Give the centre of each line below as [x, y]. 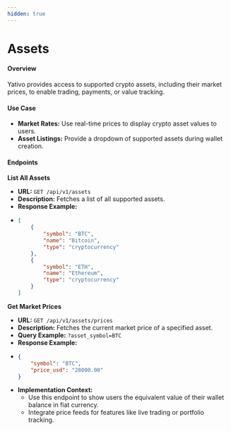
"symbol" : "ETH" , [69, 267]
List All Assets [29, 178]
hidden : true [26, 14]
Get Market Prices [35, 306]
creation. [30, 146]
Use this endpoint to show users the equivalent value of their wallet [126, 397]
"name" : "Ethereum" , [73, 273]
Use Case [22, 108]
